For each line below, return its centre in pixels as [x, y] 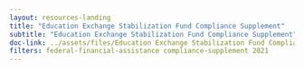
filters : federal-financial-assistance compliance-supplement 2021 [139, 51]
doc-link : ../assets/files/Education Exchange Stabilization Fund [137, 43]
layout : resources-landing [60, 17]
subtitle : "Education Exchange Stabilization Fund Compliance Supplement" [153, 34]
